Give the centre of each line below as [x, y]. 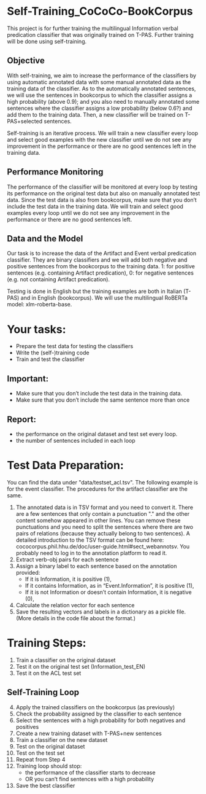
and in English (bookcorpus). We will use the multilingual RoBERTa [104, 298]
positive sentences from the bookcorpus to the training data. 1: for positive [101, 267]
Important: [28, 379]
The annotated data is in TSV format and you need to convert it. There [105, 507]
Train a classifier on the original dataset [66, 660]
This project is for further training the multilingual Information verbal [93, 28]
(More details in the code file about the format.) [76, 618]
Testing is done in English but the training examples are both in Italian [95, 291]
